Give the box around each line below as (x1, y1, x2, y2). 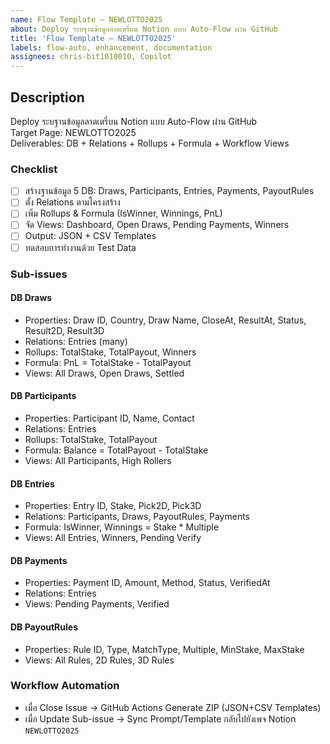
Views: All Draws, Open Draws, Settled (24, 367, 185, 379)
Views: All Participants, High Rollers (24, 454, 172, 466)
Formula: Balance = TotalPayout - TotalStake (24, 444, 209, 456)
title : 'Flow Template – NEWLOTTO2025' (10, 33, 177, 43)
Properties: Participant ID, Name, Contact (24, 412, 195, 424)
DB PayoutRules (10, 621, 78, 633)
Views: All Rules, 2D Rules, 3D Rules (24, 654, 175, 666)
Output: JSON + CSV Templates (24, 230, 157, 242)
